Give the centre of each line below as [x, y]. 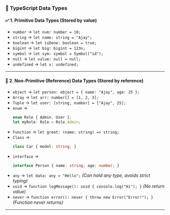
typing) [20, 180]
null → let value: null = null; [47, 59]
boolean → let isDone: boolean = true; [55, 43]
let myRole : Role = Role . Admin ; [47, 122]
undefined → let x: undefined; [46, 64]
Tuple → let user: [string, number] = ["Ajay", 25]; [69, 103]
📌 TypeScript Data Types [36, 8]
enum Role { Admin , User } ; [42, 117]
